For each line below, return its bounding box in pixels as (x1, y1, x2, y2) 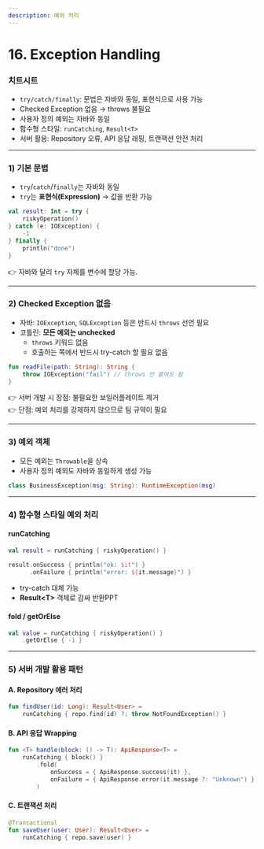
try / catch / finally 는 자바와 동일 (19, 182, 120, 191)
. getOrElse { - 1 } (22, 636, 82, 644)
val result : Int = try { (8, 208, 90, 216)
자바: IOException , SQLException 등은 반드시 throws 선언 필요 (19, 317, 210, 327)
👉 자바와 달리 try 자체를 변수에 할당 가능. (8, 267, 138, 276)
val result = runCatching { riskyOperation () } (8, 547, 167, 554)
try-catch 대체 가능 (19, 584, 79, 593)
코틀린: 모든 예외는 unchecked (19, 328, 115, 337)
